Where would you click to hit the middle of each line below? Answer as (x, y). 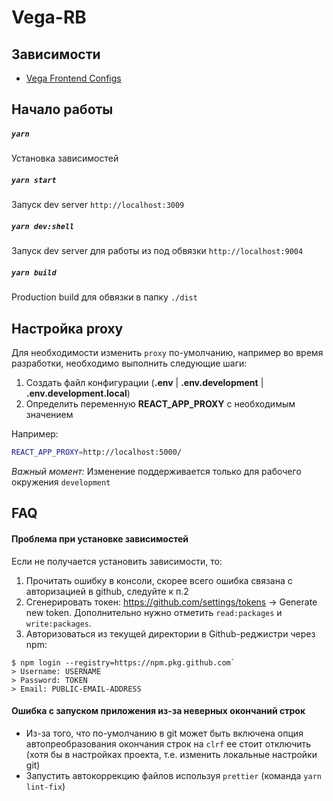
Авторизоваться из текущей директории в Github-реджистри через (170, 633)
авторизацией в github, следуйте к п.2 (107, 591)
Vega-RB (49, 17)
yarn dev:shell (43, 226)
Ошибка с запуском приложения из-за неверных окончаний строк (158, 711)
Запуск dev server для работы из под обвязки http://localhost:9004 (157, 251)
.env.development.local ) (78, 393)
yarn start (34, 180)
